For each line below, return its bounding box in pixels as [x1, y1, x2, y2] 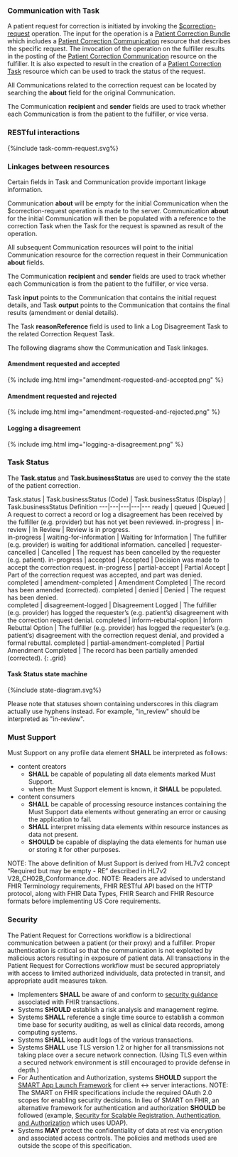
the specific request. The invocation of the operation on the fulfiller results [7, 45, 225, 53]
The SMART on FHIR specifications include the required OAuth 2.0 [17, 1088, 212, 1097]
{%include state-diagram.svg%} [7, 686, 102, 694]
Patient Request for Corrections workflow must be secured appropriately [7, 961, 220, 969]
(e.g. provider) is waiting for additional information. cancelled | [7, 540, 190, 549]
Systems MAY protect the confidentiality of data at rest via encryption [17, 1126, 223, 1134]
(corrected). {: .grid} [7, 654, 67, 662]
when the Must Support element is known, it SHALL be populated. [28, 785, 222, 794]
